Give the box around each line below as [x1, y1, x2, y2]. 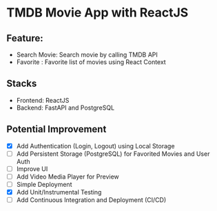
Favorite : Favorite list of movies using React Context [16, 58, 166, 66]
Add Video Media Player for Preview [16, 172, 120, 181]
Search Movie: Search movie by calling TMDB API [16, 50, 158, 59]
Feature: [6, 32, 43, 44]
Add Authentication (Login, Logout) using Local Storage [16, 141, 175, 150]
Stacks [6, 78, 37, 90]
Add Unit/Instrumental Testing [16, 188, 102, 196]
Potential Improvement [6, 123, 107, 135]
